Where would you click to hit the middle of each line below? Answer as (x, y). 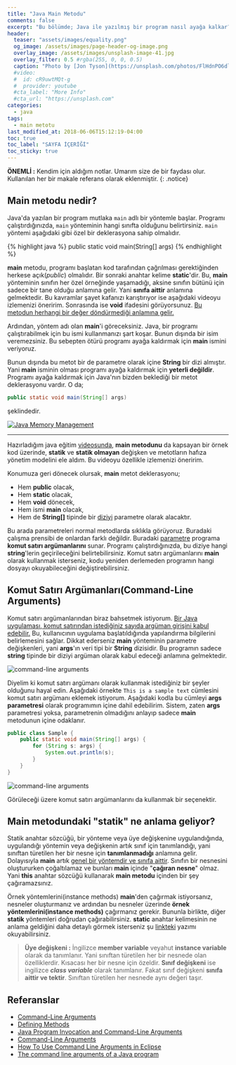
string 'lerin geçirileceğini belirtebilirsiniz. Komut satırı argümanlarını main (113, 553)
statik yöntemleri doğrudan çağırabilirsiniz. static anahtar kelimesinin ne (112, 919)
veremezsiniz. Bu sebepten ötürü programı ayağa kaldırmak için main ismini (117, 341)
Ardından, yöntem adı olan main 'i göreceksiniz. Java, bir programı (103, 326)
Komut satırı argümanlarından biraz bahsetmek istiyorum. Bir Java (103, 618)
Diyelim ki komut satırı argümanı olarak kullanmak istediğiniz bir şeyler (109, 683)
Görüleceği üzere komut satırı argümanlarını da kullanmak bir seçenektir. (112, 799)
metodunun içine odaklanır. (46, 720)
